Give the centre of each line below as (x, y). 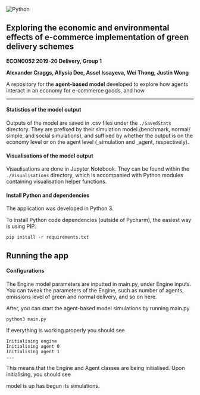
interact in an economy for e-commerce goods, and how (75, 90)
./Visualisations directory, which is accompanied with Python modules (95, 175)
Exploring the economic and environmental (88, 28)
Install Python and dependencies (48, 195)
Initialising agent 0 (33, 347)
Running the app (37, 256)
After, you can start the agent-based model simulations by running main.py (98, 308)
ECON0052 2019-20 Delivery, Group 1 (54, 61)
